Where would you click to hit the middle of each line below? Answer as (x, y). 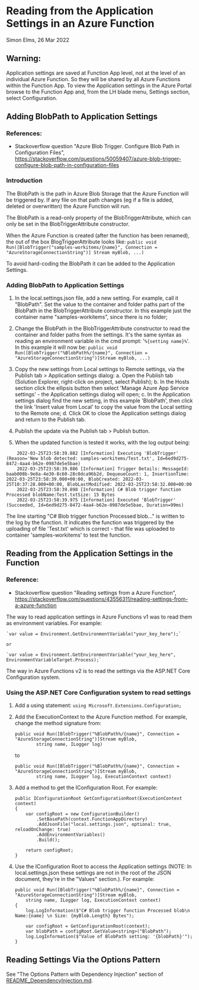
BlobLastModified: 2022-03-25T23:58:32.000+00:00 (130, 485)
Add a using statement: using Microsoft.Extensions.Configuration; (98, 706)
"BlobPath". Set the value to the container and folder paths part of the (99, 305)
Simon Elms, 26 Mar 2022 (38, 40)
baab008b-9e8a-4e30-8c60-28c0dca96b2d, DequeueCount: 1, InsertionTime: (98, 474)
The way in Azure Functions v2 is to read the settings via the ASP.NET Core (98, 671)
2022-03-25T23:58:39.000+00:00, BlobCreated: (63, 479)
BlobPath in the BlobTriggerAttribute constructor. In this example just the (103, 311)
